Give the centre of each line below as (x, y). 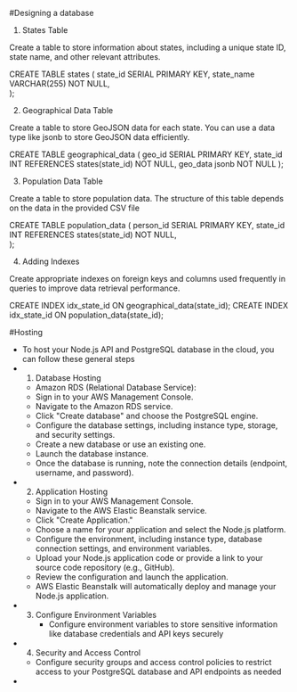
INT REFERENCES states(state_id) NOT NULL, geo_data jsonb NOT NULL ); (147, 164)
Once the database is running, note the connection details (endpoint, (161, 463)
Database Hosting (68, 378)
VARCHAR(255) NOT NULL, (60, 83)
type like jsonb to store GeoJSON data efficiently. (100, 137)
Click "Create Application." (84, 520)
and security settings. (75, 435)
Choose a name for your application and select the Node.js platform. (161, 529)
